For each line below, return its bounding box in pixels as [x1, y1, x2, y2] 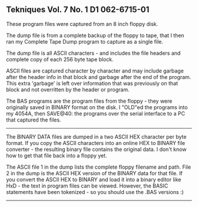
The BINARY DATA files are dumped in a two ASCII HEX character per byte [6, 133, 187, 140]
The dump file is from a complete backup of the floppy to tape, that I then [6, 32, 184, 39]
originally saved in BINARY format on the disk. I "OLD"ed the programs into [6, 103, 188, 111]
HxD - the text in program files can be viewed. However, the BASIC [6, 182, 169, 189]
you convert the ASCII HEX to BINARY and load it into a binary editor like [6, 176, 181, 183]
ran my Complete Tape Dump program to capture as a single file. [6, 38, 163, 45]
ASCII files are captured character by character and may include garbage [6, 67, 184, 74]
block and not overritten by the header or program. [6, 86, 130, 93]
